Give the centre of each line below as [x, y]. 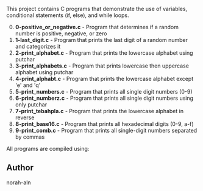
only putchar [31, 105]
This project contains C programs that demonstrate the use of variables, [97, 9]
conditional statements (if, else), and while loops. [68, 15]
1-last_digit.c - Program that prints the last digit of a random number [101, 40]
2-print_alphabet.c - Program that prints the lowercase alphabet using [104, 53]
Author [20, 168]
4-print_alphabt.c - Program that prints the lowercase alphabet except [104, 79]
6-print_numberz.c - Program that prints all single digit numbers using [104, 98]
